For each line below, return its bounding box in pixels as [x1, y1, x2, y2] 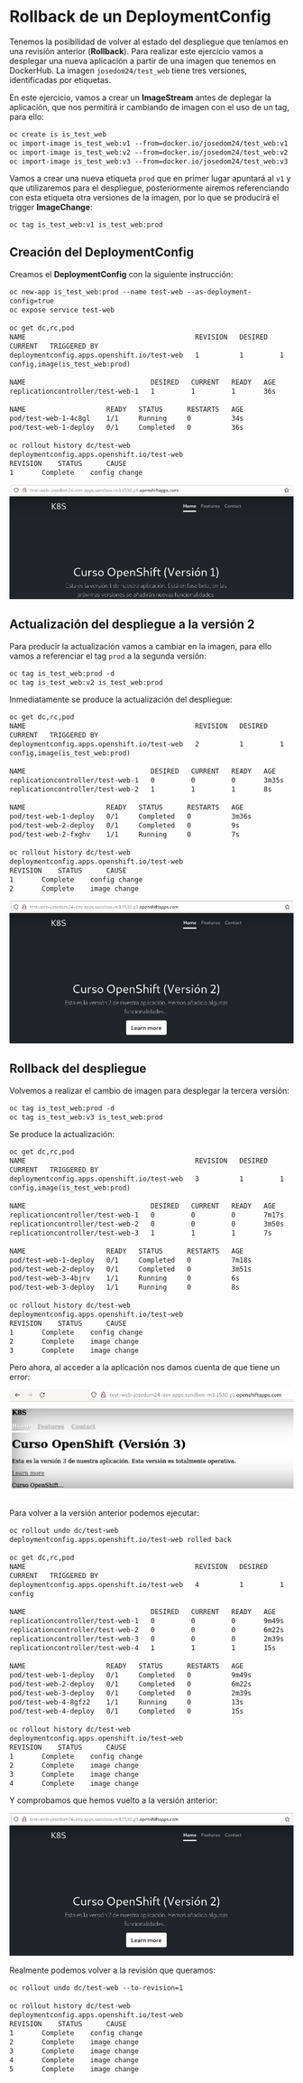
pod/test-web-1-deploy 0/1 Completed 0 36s [9, 423, 244, 432]
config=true [9, 296, 54, 305]
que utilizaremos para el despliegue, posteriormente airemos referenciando [9, 182, 289, 193]
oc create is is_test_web [9, 129, 106, 139]
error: [9, 1371, 31, 1382]
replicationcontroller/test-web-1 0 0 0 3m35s [9, 775, 284, 785]
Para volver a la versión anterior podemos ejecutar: [9, 1507, 200, 1518]
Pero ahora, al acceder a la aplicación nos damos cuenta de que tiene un [9, 1361, 280, 1372]
